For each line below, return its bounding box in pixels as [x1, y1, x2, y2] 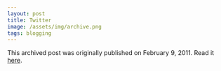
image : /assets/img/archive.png [7, 23, 102, 30]
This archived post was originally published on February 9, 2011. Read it [7, 49, 215, 57]
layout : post [7, 10, 46, 17]
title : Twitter [7, 17, 52, 24]
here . [7, 56, 22, 65]
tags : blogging [7, 29, 52, 37]
